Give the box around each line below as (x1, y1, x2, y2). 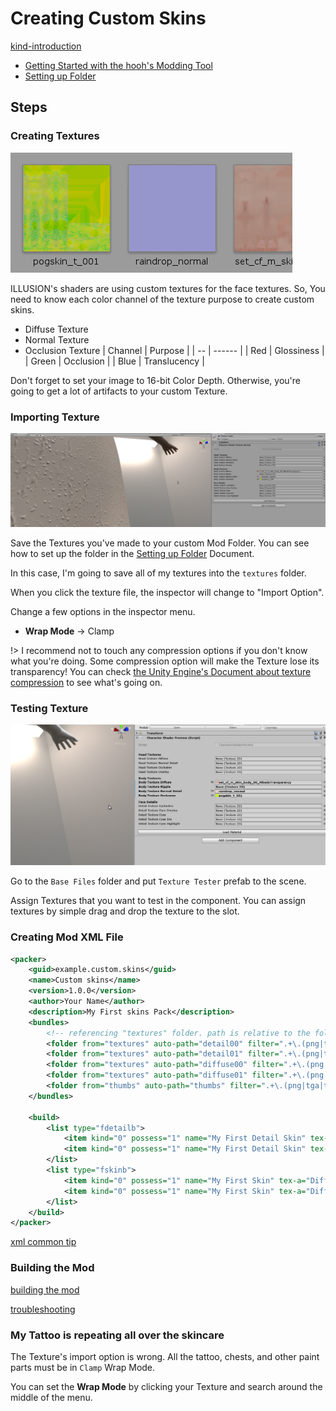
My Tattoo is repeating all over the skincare (10, 1328, 225, 1342)
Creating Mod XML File (10, 930, 124, 944)
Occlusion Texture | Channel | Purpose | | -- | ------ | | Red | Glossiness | (24, 344, 325, 356)
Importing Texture (10, 410, 100, 424)
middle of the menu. (10, 1391, 93, 1403)
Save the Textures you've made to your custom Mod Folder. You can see (10, 537, 310, 549)
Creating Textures (10, 129, 100, 143)
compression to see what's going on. (10, 677, 163, 689)
